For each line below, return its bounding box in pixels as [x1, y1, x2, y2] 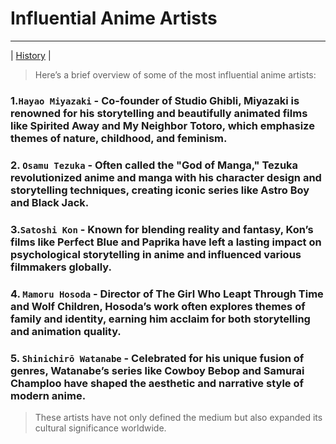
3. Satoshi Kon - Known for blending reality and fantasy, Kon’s [10, 222, 314, 236]
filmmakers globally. [10, 260, 112, 274]
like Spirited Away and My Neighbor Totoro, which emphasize [10, 118, 315, 132]
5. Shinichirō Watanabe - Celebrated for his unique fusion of [10, 351, 305, 365]
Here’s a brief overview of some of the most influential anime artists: [34, 68, 317, 81]
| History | [10, 49, 52, 61]
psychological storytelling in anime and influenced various [10, 247, 302, 261]
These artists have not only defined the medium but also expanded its [34, 411, 323, 423]
